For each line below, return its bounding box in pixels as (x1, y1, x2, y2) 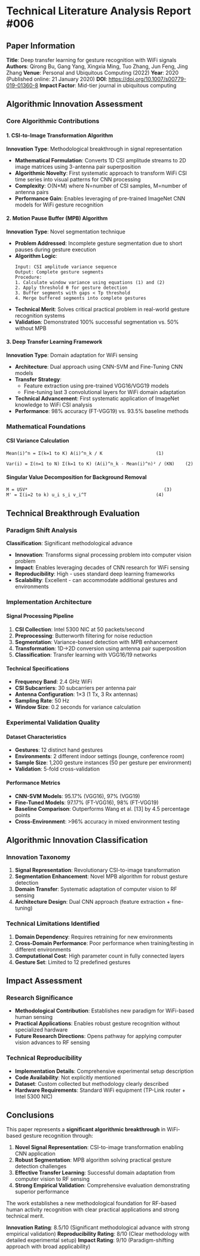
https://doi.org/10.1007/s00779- (108, 76, 187, 82)
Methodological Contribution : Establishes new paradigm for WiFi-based (14, 1007, 194, 1014)
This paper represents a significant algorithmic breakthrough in (6, 1126, 166, 1133)
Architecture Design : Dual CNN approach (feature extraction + (14, 898, 171, 906)
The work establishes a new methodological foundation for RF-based (6, 1200, 177, 1207)
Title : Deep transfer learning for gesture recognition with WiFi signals (6, 57, 177, 63)
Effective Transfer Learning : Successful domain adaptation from (14, 1169, 176, 1177)
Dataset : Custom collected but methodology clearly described (14, 1080, 169, 1087)
